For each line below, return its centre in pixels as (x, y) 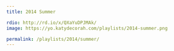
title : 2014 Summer (31, 12)
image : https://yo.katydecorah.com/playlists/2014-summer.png (87, 28)
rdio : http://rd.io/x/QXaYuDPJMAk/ (52, 22)
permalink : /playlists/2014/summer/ (53, 39)
